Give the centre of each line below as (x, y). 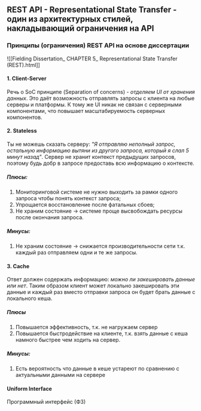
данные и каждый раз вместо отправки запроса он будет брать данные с (101, 292)
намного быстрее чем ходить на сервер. (68, 340)
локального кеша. (30, 299)
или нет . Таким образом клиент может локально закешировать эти (93, 286)
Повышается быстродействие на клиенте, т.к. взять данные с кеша (101, 333)
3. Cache (18, 266)
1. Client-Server (27, 79)
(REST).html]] (24, 65)
